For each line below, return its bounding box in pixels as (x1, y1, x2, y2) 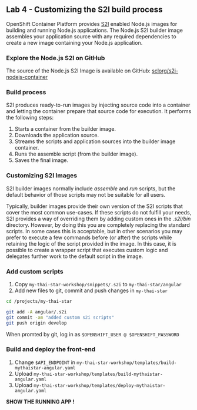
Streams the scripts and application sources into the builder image (14, 138, 176, 145)
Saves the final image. (14, 157, 69, 164)
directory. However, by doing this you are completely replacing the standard (6, 221, 190, 229)
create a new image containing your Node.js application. (6, 39, 143, 46)
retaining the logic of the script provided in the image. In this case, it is (6, 240, 176, 247)
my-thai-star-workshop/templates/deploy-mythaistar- (34, 382, 166, 388)
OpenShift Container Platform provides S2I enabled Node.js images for (6, 20, 178, 27)
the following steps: (6, 114, 54, 121)
